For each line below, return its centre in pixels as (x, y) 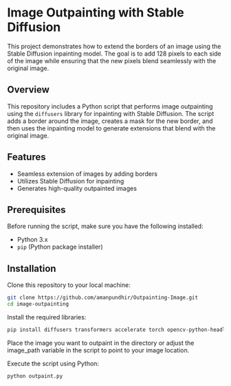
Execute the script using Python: (53, 363)
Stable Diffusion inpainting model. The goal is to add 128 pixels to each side (114, 54)
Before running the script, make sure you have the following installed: (106, 226)
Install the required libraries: (47, 317)
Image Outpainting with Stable (96, 13)
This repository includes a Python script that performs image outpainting (110, 106)
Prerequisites (36, 210)
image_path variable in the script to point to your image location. (98, 350)
